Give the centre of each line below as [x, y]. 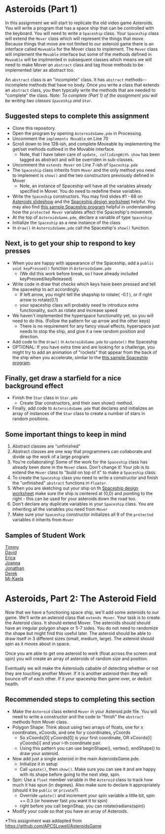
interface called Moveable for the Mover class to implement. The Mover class [82, 49]
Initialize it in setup [38, 764]
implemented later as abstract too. [40, 70]
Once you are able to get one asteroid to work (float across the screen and [81, 653]
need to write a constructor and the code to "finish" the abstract [78, 716]
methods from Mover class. [40, 722]
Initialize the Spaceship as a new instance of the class [66, 222]
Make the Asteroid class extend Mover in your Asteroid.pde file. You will [84, 711]
